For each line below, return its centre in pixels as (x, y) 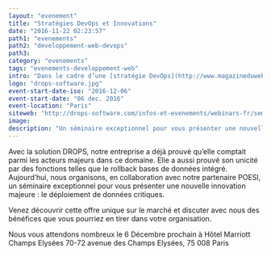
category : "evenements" (48, 61)
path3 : (19, 53)
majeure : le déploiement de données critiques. (87, 194)
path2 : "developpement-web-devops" (68, 46)
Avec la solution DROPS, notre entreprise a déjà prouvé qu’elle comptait (127, 151)
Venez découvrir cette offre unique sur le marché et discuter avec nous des (134, 210)
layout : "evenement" (43, 16)
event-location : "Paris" (50, 106)
